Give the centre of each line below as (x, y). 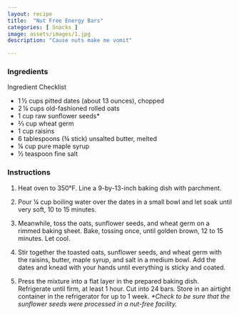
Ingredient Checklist (37, 87)
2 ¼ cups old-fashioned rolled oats (68, 108)
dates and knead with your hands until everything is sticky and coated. (122, 267)
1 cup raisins (36, 131)
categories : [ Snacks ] (43, 27)
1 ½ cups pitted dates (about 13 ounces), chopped (91, 101)
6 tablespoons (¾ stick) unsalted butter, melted (87, 139)
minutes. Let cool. (44, 238)
